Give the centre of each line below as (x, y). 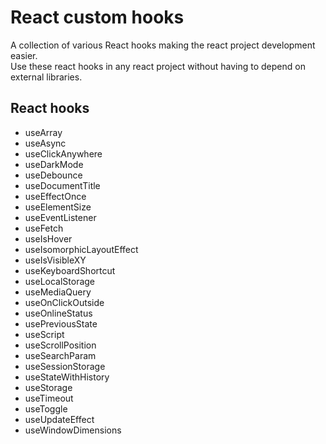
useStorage (48, 387)
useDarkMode (54, 164)
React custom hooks (97, 17)
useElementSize (58, 207)
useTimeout (49, 398)
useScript (44, 334)
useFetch (44, 228)
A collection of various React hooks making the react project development (163, 45)
